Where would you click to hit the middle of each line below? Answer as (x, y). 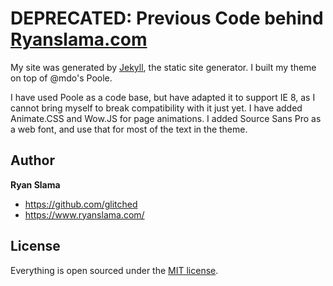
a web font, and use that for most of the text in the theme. (129, 129)
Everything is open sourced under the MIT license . (114, 270)
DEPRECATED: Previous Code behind (167, 18)
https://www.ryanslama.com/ (84, 214)
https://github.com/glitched (81, 204)
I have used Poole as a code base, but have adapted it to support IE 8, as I (163, 97)
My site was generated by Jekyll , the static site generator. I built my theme (163, 67)
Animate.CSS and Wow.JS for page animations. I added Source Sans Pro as (166, 118)
